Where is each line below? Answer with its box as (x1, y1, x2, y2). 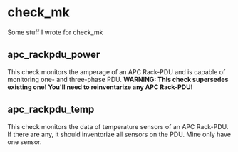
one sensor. (7, 137, 42, 146)
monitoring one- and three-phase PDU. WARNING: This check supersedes (7, 75, 229, 83)
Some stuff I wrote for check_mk (7, 28, 103, 36)
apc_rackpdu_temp (7, 103, 95, 116)
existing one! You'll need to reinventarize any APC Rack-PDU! (7, 83, 193, 91)
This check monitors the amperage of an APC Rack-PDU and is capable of (7, 67, 226, 76)
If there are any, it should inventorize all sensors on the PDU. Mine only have (7, 130, 232, 138)
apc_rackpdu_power (7, 49, 100, 61)
